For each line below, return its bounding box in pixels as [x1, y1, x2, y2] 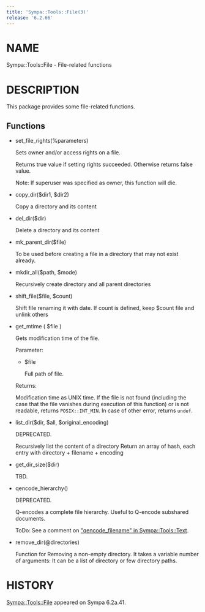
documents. [15, 515, 46, 523]
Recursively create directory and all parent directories [15, 281, 151, 288]
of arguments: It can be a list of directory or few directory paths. [15, 557, 177, 564]
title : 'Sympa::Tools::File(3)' [6, 9, 89, 15]
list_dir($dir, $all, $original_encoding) [15, 419, 109, 426]
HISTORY [6, 578, 54, 592]
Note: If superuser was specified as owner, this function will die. [15, 179, 177, 187]
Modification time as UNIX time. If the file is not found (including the [15, 394, 187, 401]
